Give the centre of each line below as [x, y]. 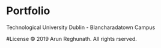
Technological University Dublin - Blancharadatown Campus [81, 27]
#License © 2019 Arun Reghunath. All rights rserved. [71, 39]
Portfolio [28, 11]
